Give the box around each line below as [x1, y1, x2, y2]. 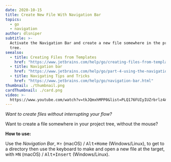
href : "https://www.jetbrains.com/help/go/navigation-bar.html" [14, 78, 154, 83]
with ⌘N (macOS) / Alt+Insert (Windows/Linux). [5, 151, 110, 157]
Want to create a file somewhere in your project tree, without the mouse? [5, 121, 158, 127]
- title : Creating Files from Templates [10, 54, 97, 60]
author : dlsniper [5, 31, 42, 36]
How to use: [5, 131, 32, 137]
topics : [5, 17, 22, 22]
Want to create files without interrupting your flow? [5, 111, 112, 117]
